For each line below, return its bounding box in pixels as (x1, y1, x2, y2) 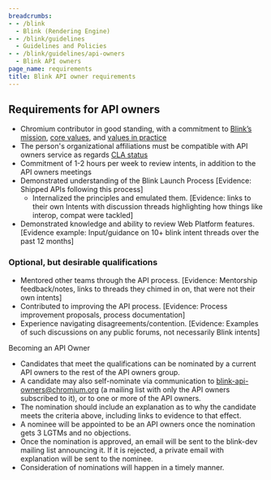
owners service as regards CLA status (19, 150, 148, 159)
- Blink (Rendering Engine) (15, 27, 111, 35)
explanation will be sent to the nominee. (19, 453, 154, 464)
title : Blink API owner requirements (8, 72, 136, 81)
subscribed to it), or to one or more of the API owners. (19, 393, 201, 403)
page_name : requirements (8, 65, 92, 73)
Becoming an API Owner (8, 343, 91, 352)
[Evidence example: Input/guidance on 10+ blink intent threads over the (19, 228, 260, 238)
